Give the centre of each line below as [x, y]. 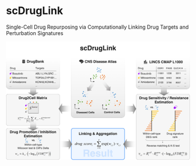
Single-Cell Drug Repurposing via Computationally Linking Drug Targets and [97, 27]
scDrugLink [34, 11]
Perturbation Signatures [35, 33]
